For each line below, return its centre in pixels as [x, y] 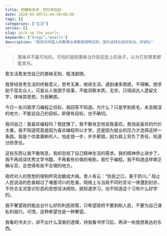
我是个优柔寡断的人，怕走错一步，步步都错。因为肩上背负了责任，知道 [90, 136]
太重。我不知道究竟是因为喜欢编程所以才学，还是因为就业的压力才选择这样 [81, 130]
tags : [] [14, 19]
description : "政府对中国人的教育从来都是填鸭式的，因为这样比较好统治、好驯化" [79, 42]
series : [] [16, 28]
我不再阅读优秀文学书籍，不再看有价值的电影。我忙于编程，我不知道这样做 [81, 159]
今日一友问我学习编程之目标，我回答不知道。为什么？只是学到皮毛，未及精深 [83, 107]
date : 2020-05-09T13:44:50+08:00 [40, 14]
